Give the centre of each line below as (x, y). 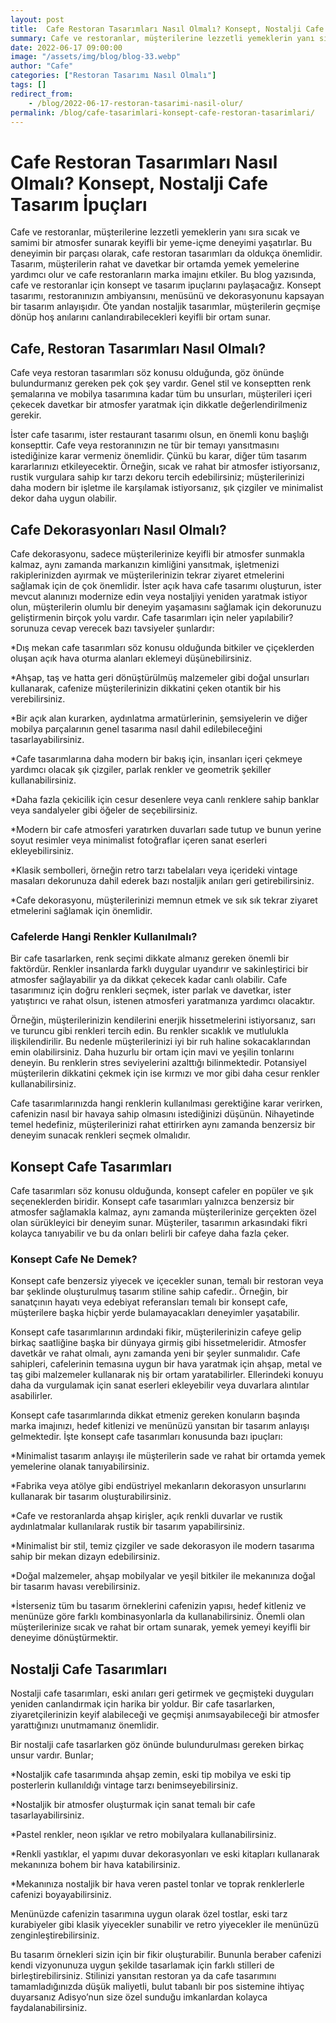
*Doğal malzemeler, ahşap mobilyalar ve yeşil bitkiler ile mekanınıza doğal (163, 1576)
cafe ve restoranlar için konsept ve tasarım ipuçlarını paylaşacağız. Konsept (166, 285)
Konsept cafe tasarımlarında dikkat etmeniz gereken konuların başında (155, 1415)
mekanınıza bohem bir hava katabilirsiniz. (95, 1865)
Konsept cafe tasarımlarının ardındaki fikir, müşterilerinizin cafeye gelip (156, 1332)
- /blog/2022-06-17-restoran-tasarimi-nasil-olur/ (136, 103)
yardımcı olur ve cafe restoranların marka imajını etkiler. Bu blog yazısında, (163, 275)
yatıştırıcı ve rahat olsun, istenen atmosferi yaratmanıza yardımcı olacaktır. (163, 1001)
